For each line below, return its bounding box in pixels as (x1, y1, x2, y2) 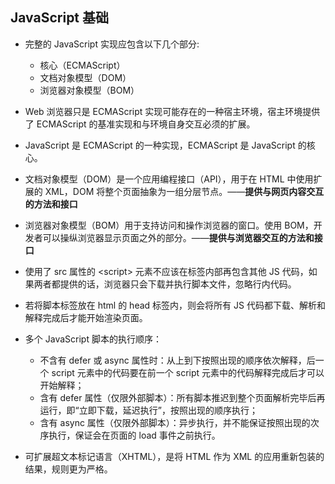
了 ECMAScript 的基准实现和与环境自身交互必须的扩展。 (24, 118, 256, 130)
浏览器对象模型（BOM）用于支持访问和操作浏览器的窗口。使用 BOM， (24, 219, 314, 231)
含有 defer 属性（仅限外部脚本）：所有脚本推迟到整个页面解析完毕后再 (39, 391, 326, 403)
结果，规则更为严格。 (24, 463, 113, 475)
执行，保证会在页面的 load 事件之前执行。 (48, 429, 221, 441)
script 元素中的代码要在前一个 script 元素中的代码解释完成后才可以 (51, 366, 325, 378)
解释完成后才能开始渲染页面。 (24, 311, 148, 323)
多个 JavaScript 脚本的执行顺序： (24, 333, 162, 345)
